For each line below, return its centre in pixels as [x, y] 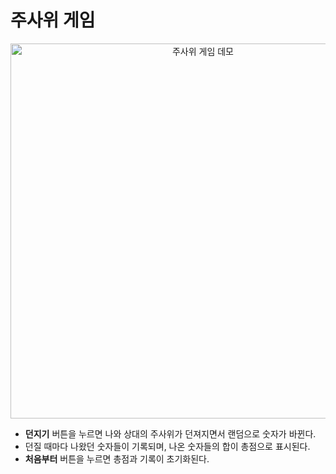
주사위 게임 [53, 20]
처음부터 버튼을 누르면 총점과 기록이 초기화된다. [117, 458]
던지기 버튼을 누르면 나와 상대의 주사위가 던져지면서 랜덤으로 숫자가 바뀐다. [170, 433]
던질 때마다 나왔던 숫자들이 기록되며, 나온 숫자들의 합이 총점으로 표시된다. [167, 446]
